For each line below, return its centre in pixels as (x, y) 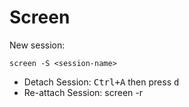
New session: (37, 45)
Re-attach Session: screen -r (83, 92)
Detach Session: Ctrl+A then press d (101, 82)
